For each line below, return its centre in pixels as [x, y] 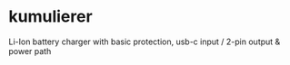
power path [30, 51]
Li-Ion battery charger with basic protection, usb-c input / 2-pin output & [145, 42]
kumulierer [50, 17]
